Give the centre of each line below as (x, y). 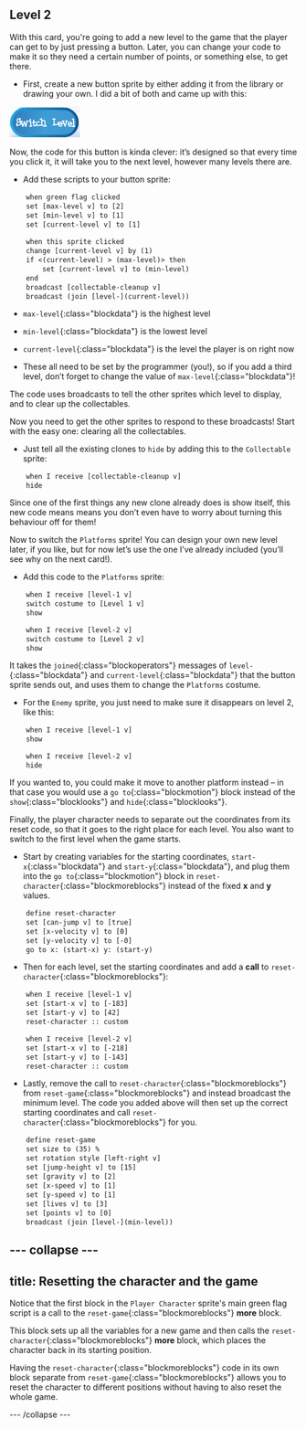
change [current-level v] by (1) (90, 250)
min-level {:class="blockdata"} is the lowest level (115, 331)
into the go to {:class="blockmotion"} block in (108, 875)
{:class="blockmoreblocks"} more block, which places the (156, 1340)
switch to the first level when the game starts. (95, 839)
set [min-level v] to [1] (75, 215)
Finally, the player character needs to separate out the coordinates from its (150, 819)
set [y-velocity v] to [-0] (79, 940)
